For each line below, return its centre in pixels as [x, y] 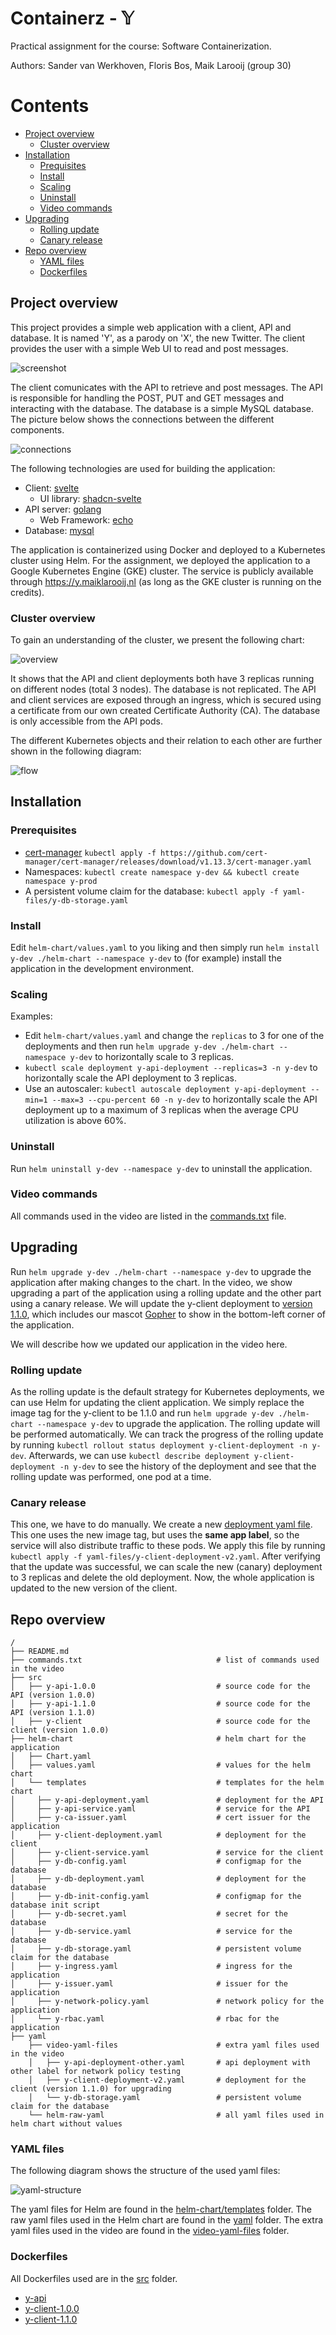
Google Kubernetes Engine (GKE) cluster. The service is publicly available [162, 571]
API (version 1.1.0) [53, 1713]
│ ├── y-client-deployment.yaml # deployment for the [158, 1835]
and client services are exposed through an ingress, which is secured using [166, 699]
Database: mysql [59, 530]
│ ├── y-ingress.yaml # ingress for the [151, 1967]
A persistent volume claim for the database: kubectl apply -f [151, 891]
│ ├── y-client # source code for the [160, 1722]
